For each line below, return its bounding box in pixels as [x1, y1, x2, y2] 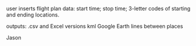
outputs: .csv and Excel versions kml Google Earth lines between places [6, 23, 183, 29]
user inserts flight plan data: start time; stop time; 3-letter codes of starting [6, 5, 191, 12]
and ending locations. [6, 11, 60, 18]
